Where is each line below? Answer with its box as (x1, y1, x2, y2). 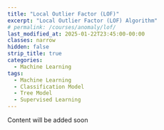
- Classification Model (14, 83, 84, 90)
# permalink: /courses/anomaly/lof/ (7, 23, 116, 31)
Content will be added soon (7, 116, 88, 124)
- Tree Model (14, 90, 53, 97)
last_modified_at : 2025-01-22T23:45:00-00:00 (7, 30, 145, 38)
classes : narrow (7, 37, 56, 44)
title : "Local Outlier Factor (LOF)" (7, 10, 120, 18)
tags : (7, 70, 24, 77)
